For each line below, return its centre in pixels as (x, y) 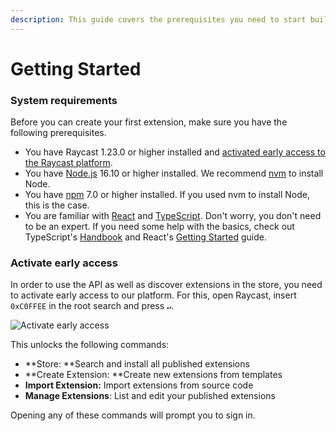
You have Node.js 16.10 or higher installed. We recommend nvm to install (174, 173)
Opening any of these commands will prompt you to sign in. (133, 415)
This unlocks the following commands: (90, 345)
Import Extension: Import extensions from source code (139, 385)
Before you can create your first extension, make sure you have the (149, 122)
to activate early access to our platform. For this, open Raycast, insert (153, 295)
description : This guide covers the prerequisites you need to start (158, 19)
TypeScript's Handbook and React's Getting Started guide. (145, 237)
